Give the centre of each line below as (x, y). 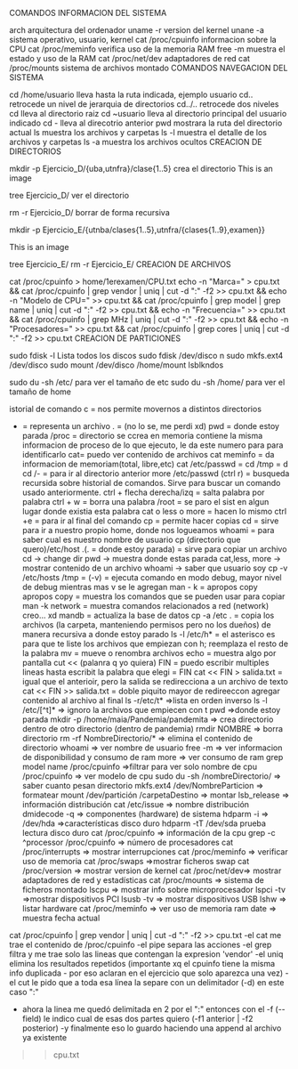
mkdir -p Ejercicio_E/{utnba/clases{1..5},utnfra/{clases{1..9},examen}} (137, 230)
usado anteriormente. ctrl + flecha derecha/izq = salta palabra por (143, 492)
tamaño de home (40, 392)
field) (32, 1019)
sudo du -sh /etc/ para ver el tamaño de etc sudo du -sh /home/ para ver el (147, 382)
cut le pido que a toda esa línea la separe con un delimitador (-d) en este (151, 982)
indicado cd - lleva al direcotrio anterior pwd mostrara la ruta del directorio (146, 123)
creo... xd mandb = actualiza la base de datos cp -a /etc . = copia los (148, 615)
